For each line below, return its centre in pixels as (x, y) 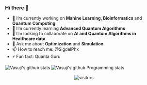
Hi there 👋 (17, 8)
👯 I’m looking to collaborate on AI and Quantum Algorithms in (74, 34)
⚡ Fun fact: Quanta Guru (36, 57)
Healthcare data (29, 39)
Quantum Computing (34, 23)
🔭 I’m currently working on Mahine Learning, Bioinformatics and (77, 18)
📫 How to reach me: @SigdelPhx (45, 49)
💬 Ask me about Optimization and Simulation (58, 44)
